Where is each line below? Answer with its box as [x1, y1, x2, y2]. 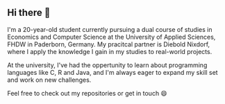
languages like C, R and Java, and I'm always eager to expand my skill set [7, 68, 218, 76]
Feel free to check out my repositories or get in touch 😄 [7, 89, 168, 97]
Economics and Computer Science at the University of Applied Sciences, [7, 33, 216, 41]
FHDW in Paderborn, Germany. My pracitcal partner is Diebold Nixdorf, [7, 40, 210, 49]
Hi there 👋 [7, 7, 51, 19]
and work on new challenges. [7, 76, 92, 84]
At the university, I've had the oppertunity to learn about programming [7, 60, 208, 69]
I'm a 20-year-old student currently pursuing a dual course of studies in [7, 25, 212, 33]
